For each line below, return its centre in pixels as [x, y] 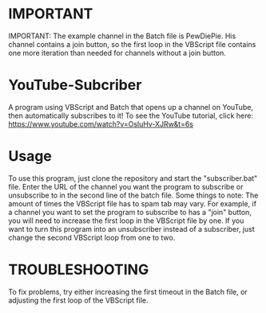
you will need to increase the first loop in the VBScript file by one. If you [126, 221]
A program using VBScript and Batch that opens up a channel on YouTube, [131, 107]
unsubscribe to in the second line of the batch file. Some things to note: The [133, 195]
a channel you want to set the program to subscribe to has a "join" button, [130, 212]
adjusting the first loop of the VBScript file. [78, 300]
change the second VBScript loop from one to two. [92, 237]
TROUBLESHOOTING [79, 270]
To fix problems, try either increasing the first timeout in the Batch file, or [128, 291]
